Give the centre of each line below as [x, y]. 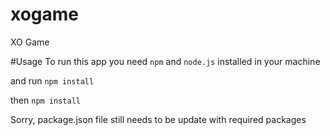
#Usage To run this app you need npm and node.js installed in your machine [165, 61]
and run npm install [52, 80]
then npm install [45, 100]
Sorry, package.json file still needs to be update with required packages [158, 119]
